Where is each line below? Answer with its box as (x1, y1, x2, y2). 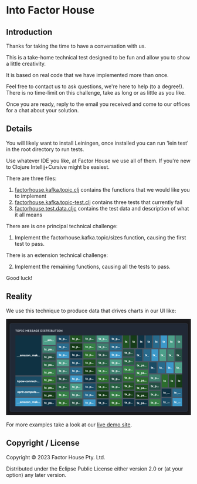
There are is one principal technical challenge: (6, 222, 118, 229)
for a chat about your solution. (6, 107, 79, 114)
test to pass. (14, 240, 45, 247)
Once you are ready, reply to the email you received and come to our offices (6, 101, 191, 108)
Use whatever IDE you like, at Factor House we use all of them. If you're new (6, 157, 191, 164)
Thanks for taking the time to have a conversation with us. (6, 42, 147, 49)
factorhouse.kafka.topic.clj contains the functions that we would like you (14, 186, 190, 193)
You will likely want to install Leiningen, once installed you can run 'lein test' (6, 139, 189, 146)
